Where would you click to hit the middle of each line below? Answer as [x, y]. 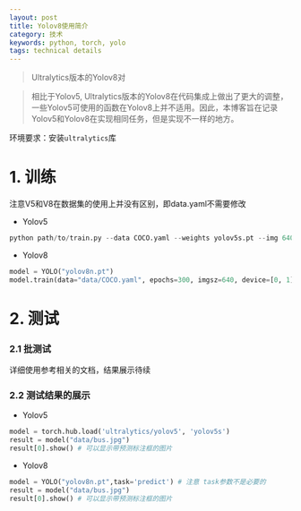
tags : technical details [56, 51]
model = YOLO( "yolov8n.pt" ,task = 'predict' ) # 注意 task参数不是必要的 [138, 482]
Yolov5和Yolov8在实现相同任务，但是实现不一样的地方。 [135, 119]
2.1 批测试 [30, 348]
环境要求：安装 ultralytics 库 [63, 138]
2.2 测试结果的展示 [50, 396]
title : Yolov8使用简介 [49, 26]
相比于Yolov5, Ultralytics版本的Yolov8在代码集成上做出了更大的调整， [159, 97]
